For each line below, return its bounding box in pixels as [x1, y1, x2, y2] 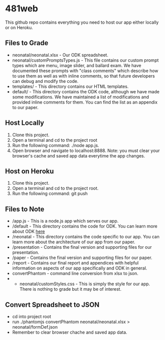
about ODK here [12, 228, 45, 234]
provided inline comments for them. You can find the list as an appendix [12, 99, 158, 105]
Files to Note [5, 205, 45, 213]
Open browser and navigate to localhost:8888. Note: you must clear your [12, 148, 160, 153]
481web [5, 3, 38, 14]
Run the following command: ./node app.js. [12, 142, 99, 148]
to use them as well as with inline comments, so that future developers [12, 73, 155, 79]
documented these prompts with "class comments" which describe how [12, 68, 159, 74]
